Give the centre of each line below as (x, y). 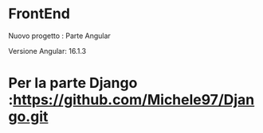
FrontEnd (39, 14)
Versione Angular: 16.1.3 (47, 51)
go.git (28, 117)
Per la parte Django (73, 83)
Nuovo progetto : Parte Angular (60, 36)
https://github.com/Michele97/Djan (134, 100)
